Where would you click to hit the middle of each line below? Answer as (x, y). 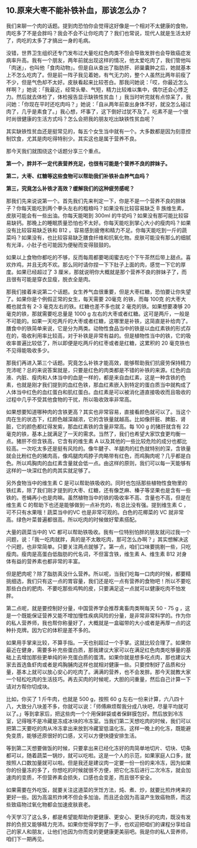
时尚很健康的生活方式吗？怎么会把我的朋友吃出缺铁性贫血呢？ (81, 118)
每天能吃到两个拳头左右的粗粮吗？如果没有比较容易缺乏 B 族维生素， (104, 208)
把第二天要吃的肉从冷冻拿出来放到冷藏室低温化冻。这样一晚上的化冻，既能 (96, 728)
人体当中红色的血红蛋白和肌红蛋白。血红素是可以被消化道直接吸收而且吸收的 (98, 392)
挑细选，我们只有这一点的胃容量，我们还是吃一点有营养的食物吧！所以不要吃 (98, 581)
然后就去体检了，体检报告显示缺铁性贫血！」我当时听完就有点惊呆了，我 (103, 97)
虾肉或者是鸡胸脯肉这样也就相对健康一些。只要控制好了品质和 (106, 665)
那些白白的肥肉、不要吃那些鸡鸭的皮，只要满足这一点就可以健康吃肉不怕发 (96, 588)
